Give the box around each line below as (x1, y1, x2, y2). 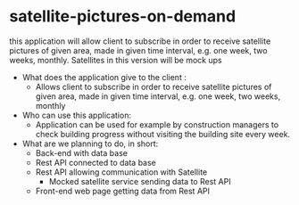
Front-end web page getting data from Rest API (35, 185, 210, 196)
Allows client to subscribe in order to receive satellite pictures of (35, 81, 272, 92)
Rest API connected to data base (35, 157, 156, 168)
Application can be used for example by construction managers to (35, 119, 279, 130)
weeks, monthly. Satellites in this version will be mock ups (9, 54, 222, 65)
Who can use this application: (21, 110, 132, 120)
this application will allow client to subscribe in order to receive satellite (9, 36, 271, 46)
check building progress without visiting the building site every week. (35, 128, 291, 139)
